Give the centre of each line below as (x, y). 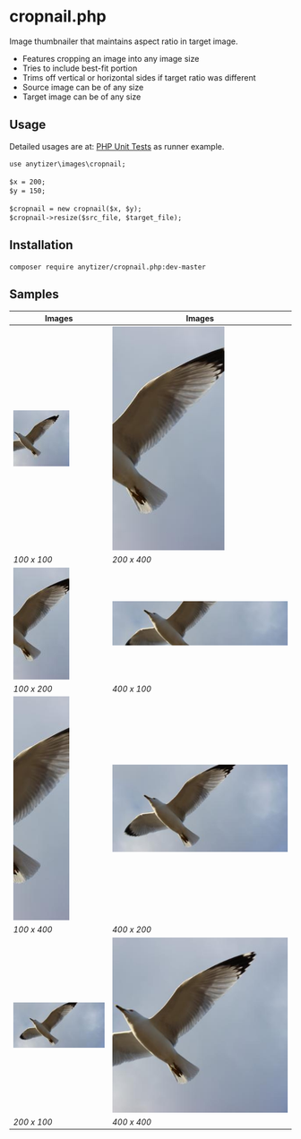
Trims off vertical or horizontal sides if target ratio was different (139, 77)
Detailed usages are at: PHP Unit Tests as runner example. (117, 146)
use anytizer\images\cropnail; (68, 164)
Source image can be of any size (83, 87)
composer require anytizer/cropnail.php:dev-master (107, 267)
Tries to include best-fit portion (80, 68)
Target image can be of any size (82, 97)
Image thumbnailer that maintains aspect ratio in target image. (124, 41)
